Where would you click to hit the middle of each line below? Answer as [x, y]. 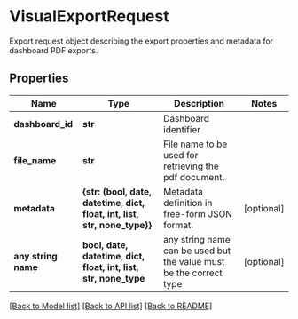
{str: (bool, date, [118, 191]
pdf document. [194, 177]
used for [181, 155]
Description [199, 103]
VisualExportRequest [90, 16]
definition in [188, 203]
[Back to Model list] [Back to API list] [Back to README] [111, 306]
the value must [194, 261]
